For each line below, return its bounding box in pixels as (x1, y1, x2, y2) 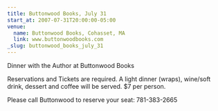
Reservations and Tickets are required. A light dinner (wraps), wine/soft (7, 75, 211, 83)
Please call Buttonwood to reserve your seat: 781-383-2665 (7, 96, 178, 104)
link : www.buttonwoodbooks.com (13, 36, 104, 43)
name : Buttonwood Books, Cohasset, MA (13, 29, 126, 37)
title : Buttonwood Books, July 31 (7, 10, 107, 17)
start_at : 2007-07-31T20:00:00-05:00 (7, 17, 116, 24)
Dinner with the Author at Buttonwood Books (7, 62, 135, 69)
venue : (7, 23, 26, 30)
